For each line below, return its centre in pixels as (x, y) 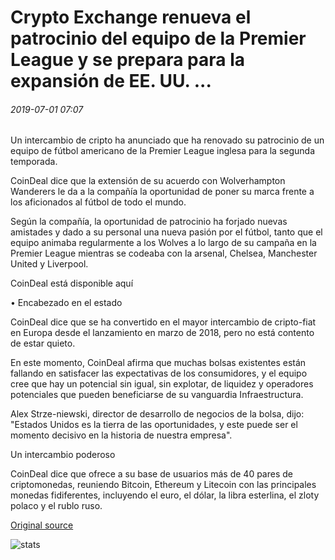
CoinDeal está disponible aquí (72, 283)
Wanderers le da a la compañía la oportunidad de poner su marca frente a (162, 192)
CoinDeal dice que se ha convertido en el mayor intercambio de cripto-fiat (163, 322)
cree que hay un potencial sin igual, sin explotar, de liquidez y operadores (162, 384)
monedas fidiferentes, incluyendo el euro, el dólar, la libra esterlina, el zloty (165, 495)
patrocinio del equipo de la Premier (158, 38)
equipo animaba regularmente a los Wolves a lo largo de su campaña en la (163, 243)
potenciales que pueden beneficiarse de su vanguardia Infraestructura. (157, 395)
